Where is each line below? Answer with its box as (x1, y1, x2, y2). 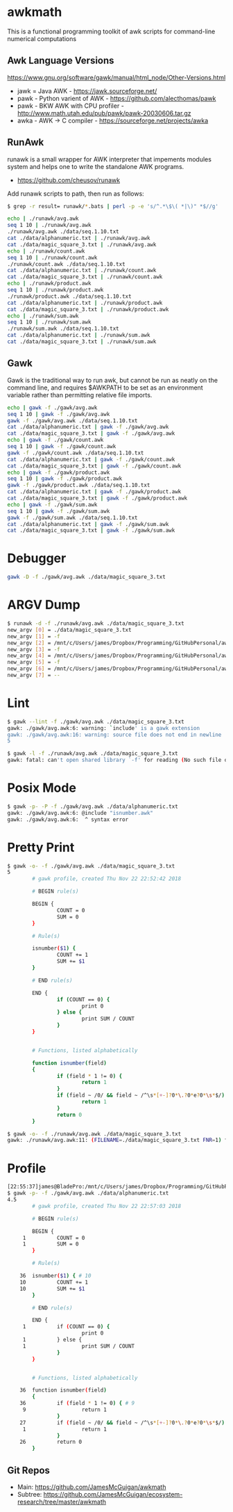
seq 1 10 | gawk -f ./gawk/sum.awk (7, 507, 110, 515)
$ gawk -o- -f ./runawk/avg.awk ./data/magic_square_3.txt (7, 1130, 182, 1138)
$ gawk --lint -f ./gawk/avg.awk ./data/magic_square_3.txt (7, 718, 185, 725)
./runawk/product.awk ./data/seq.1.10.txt (7, 293, 132, 300)
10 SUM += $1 (19, 1285, 85, 1292)
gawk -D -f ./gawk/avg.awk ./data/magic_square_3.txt (7, 573, 166, 581)
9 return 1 (22, 1406, 107, 1413)
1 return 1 (22, 1426, 107, 1433)
